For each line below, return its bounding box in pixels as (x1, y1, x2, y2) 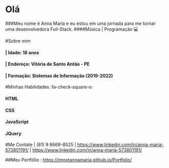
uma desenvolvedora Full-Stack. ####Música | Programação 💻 (5, 26, 139, 32)
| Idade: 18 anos (5, 49, 40, 55)
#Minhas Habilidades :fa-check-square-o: (5, 84, 93, 90)
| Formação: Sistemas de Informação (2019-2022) (5, 73, 113, 79)
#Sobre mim (5, 38, 31, 44)
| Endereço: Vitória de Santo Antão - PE (5, 61, 90, 67)
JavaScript (5, 119, 29, 125)
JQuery (5, 130, 22, 137)
